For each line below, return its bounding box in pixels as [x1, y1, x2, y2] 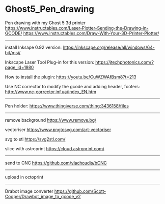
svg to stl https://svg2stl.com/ [5, 136, 66, 142]
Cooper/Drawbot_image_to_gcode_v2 [5, 193, 81, 199]
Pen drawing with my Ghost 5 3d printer [5, 20, 86, 26]
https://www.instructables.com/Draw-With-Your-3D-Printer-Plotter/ [23, 30, 160, 36]
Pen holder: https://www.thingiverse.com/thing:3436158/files [5, 102, 129, 109]
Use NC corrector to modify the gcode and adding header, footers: [5, 83, 140, 89]
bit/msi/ [5, 49, 21, 55]
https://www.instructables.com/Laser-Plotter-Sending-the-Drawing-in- [5, 25, 149, 31]
